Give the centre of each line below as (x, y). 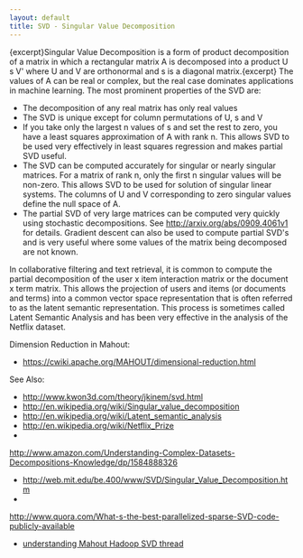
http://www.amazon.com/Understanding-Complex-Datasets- (123, 452)
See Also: (27, 379)
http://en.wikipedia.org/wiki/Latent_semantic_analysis (122, 415)
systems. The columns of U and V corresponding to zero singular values (156, 194)
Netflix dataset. (37, 327)
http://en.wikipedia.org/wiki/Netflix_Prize (98, 425)
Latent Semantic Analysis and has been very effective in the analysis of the (149, 317)
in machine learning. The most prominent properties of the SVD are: (135, 90)
